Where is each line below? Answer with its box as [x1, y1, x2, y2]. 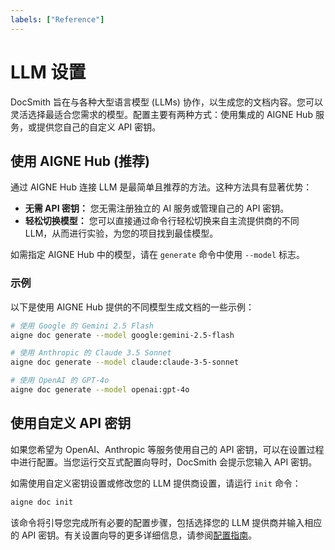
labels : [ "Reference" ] [10, 14, 105, 25]
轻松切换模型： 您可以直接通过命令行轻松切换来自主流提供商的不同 [24, 215, 300, 227]
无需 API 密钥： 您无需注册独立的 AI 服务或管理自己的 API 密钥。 [24, 202, 290, 215]
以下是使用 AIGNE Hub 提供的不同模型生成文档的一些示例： [10, 301, 255, 313]
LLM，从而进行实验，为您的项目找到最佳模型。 [24, 227, 219, 240]
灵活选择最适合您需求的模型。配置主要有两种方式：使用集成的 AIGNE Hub [10, 108, 313, 120]
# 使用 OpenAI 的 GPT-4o [10, 376, 110, 386]
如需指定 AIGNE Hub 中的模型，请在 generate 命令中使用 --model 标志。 [10, 249, 306, 261]
